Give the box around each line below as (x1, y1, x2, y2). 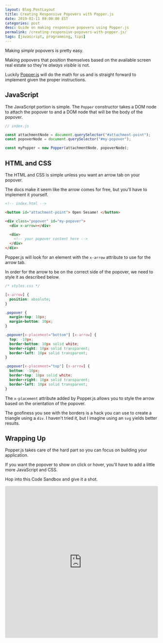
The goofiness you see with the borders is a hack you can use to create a (5, 410, 152, 416)
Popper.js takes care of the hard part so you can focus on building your (5, 447, 147, 453)
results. (5, 420, 20, 426)
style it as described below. (5, 274, 60, 280)
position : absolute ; (9, 297, 51, 302)
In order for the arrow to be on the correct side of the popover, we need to (5, 269, 154, 275)
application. (5, 452, 29, 458)
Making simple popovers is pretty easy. (5, 47, 83, 54)
